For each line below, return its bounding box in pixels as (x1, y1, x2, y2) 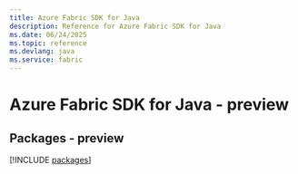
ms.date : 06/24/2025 (9, 30, 88, 39)
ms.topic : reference (9, 38, 88, 48)
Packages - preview (9, 130, 124, 146)
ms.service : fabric (9, 55, 84, 64)
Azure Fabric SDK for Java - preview (9, 94, 289, 115)
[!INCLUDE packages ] (9, 155, 92, 165)
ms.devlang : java (9, 47, 75, 56)
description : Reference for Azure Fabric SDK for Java (9, 22, 222, 31)
